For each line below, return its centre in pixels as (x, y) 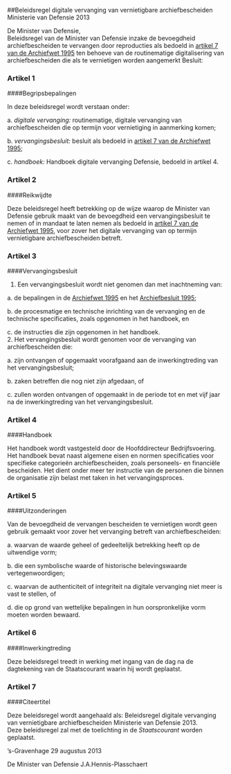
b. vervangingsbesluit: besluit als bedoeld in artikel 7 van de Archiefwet (109, 141)
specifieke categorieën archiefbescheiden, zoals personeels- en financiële (114, 463)
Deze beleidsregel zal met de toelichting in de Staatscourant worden (105, 730)
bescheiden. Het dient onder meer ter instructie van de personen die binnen (115, 470)
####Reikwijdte (30, 195)
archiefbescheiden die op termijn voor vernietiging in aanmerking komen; (112, 128)
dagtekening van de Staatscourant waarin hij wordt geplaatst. (94, 669)
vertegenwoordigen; (36, 573)
